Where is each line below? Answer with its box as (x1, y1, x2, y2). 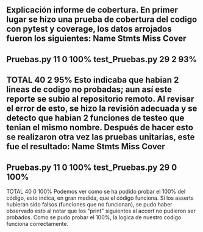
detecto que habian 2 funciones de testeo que (6, 113, 185, 124)
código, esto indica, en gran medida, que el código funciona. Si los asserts (6, 194, 194, 202)
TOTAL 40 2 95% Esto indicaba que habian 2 (6, 75, 179, 85)
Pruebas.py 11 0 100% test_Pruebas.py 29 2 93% (6, 54, 197, 65)
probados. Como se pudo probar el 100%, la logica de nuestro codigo (6, 213, 182, 221)
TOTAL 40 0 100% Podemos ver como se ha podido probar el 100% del (6, 188, 186, 195)
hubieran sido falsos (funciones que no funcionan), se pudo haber (6, 200, 173, 208)
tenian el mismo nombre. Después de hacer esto (6, 122, 194, 133)
